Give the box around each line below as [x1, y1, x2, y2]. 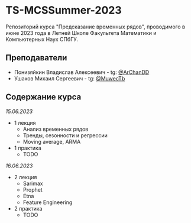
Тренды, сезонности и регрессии [22, 131, 108, 139]
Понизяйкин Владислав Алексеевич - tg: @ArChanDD [14, 69, 150, 76]
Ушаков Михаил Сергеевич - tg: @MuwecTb [14, 75, 125, 82]
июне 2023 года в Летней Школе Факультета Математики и [5, 29, 157, 36]
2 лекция [14, 173, 37, 180]
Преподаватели [5, 53, 67, 63]
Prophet [22, 186, 43, 193]
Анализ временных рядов [22, 125, 89, 132]
